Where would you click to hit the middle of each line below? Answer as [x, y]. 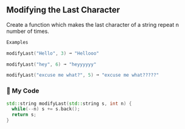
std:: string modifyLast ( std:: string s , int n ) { [69, 103]
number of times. [28, 31]
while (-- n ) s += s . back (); [46, 109]
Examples [17, 42]
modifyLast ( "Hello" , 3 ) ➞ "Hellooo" [53, 53]
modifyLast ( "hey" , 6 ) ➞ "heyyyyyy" [51, 64]
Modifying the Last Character [63, 10]
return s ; [24, 115]
